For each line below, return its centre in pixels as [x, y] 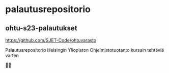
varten [12, 55]
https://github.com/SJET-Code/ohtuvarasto [51, 40]
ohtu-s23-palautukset [41, 28]
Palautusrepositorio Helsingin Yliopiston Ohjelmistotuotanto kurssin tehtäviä [85, 50]
